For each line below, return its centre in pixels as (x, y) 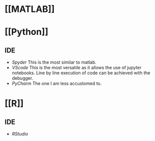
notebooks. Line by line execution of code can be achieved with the (81, 73)
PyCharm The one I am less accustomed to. (57, 84)
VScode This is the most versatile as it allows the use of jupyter (77, 68)
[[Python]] (27, 32)
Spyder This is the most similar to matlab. (54, 62)
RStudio (20, 134)
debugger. (22, 78)
